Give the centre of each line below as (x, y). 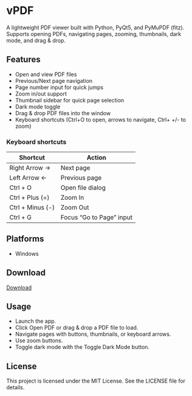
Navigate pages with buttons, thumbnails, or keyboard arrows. (93, 334)
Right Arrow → (30, 168)
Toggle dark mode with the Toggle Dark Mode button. (82, 347)
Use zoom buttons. (39, 341)
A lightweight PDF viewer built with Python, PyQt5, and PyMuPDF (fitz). (95, 27)
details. (15, 387)
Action (96, 158)
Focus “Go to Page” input (96, 217)
